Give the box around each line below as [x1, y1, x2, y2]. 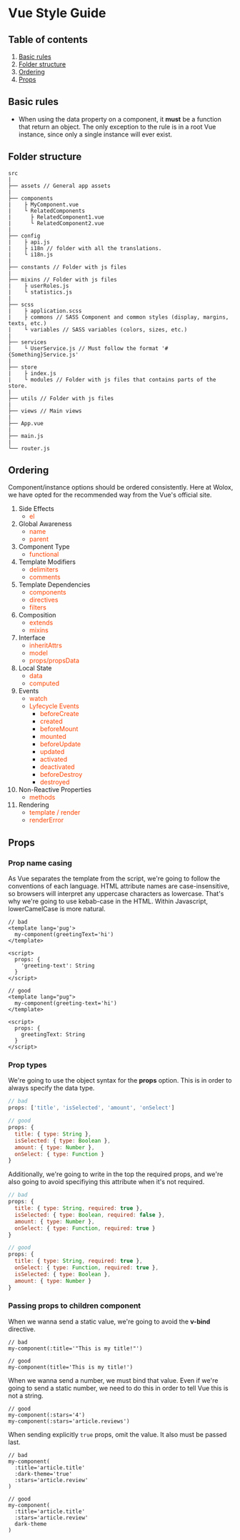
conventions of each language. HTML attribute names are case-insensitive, [8, 882, 230, 890]
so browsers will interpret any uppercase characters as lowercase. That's [8, 890, 224, 898]
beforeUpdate [39, 740, 81, 748]
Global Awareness [18, 520, 72, 528]
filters [29, 603, 47, 612]
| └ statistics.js [8, 288, 73, 296]
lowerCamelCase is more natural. [8, 905, 106, 913]
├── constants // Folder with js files [8, 263, 127, 271]
